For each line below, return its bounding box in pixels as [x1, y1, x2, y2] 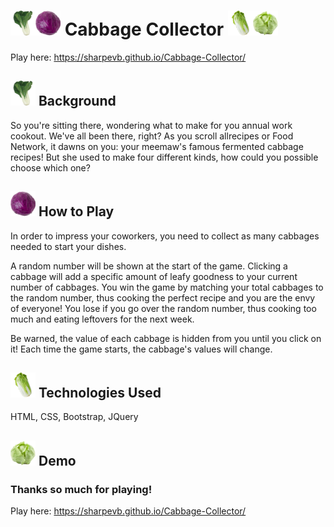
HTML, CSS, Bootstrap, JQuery [10, 411, 139, 423]
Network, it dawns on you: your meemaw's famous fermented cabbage [10, 140, 304, 152]
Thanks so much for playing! [10, 482, 153, 496]
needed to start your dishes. [10, 240, 127, 252]
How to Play [38, 203, 115, 220]
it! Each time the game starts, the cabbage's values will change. [10, 343, 273, 355]
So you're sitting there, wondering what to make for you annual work [10, 119, 293, 131]
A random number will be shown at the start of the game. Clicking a [10, 260, 288, 272]
